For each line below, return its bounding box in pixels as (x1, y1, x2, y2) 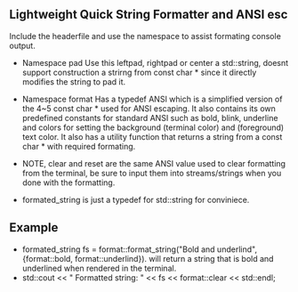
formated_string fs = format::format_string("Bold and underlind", (21, 244, 258, 255)
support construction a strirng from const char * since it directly (21, 67, 257, 77)
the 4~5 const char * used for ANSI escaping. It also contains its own (21, 102, 276, 114)
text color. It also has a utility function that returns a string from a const (21, 131, 283, 142)
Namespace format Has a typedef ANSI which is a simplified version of (21, 93, 283, 104)
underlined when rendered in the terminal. (21, 263, 177, 273)
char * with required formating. (21, 141, 136, 151)
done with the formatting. (21, 177, 116, 188)
